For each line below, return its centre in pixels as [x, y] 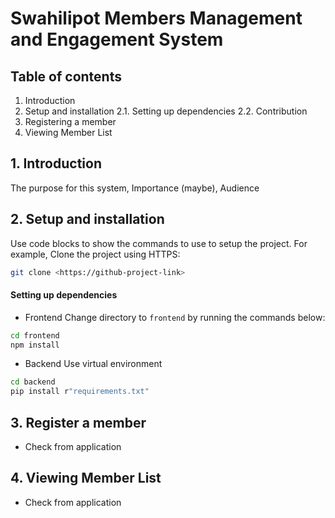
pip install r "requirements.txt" [80, 392]
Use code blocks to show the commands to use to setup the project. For [159, 243]
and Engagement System [117, 39]
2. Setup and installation [87, 219]
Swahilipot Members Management [156, 18]
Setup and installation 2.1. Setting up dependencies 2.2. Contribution [166, 111]
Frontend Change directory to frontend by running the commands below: [175, 317]
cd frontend [35, 335]
